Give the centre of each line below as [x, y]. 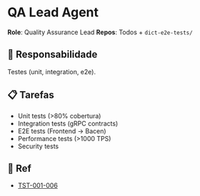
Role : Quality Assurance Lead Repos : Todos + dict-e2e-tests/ [100, 32]
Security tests [38, 146]
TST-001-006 [38, 185]
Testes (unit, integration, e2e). [52, 71]
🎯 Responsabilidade [52, 55]
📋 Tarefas [31, 95]
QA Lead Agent [53, 12]
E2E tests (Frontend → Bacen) [62, 131]
